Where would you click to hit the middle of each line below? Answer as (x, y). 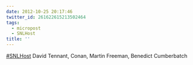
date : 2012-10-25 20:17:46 (39, 12)
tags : (13, 22)
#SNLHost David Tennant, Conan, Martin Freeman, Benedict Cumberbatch (97, 56)
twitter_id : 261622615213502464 (46, 17)
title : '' (18, 39)
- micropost (26, 28)
